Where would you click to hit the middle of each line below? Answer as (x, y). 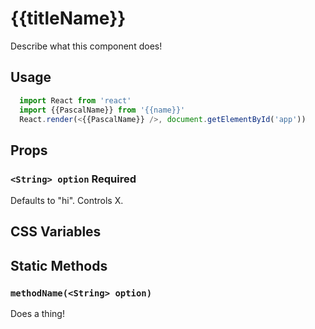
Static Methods (59, 265)
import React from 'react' (75, 100)
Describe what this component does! (86, 46)
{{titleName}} (68, 18)
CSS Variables (56, 232)
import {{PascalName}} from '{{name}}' (102, 110)
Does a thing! (37, 314)
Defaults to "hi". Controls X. (67, 201)
